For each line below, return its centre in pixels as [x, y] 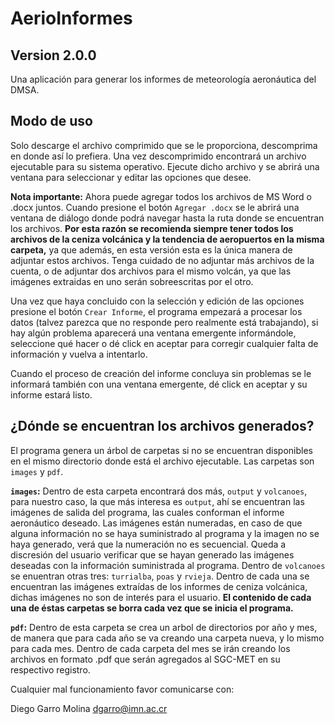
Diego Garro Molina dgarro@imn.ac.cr [89, 708]
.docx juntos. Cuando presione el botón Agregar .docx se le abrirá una [155, 207]
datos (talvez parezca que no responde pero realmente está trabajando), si [164, 322]
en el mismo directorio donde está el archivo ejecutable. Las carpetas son [162, 461]
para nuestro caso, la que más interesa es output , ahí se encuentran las [157, 501]
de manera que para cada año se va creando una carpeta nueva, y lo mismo [167, 638]
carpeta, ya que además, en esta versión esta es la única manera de [151, 249]
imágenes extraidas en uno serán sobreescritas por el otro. [132, 281]
